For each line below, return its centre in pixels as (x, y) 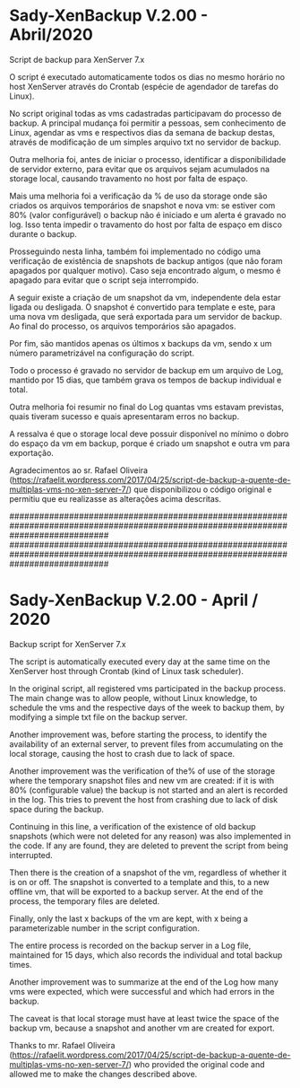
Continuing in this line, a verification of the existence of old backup (133, 826)
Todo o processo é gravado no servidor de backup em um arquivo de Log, (146, 370)
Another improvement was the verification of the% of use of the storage (142, 771)
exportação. (31, 452)
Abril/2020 (51, 35)
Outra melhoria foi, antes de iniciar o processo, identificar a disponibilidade (148, 159)
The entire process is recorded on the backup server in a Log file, (130, 945)
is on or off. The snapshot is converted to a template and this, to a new (140, 882)
